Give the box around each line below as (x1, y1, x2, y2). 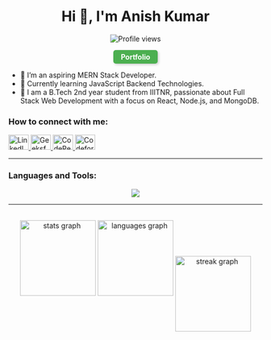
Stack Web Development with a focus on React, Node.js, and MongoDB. (19, 96, 260, 106)
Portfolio (120, 52, 151, 61)
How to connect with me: (8, 116, 109, 127)
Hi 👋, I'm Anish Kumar (61, 7, 210, 26)
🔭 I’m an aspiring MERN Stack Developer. (19, 70, 157, 80)
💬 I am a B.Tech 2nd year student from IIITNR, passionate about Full (19, 87, 245, 97)
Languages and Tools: (8, 170, 97, 181)
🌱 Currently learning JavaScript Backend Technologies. (19, 78, 204, 88)
